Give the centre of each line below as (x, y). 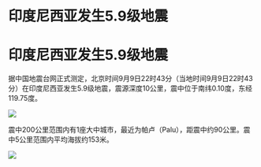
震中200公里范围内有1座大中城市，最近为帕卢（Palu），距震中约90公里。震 (129, 130)
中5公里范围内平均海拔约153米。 (61, 139)
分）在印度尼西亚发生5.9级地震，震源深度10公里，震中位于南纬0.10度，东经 (130, 88)
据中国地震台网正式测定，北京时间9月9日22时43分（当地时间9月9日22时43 (131, 79)
